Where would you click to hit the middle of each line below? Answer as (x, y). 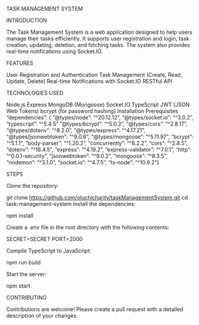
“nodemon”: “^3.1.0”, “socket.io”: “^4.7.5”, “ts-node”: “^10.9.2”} (83, 162)
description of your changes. (42, 316)
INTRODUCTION (27, 20)
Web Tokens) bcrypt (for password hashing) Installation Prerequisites (92, 111)
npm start (18, 286)
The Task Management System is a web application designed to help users (99, 32)
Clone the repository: (33, 186)
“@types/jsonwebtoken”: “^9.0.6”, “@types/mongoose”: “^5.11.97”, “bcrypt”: (100, 137)
